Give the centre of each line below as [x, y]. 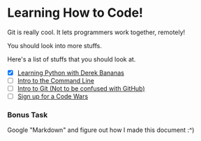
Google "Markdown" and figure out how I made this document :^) [101, 130]
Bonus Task [28, 115]
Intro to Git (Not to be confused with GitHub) [81, 89]
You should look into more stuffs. [55, 45]
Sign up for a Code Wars [53, 96]
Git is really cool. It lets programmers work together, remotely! [96, 32]
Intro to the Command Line [56, 81]
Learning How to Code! [75, 13]
